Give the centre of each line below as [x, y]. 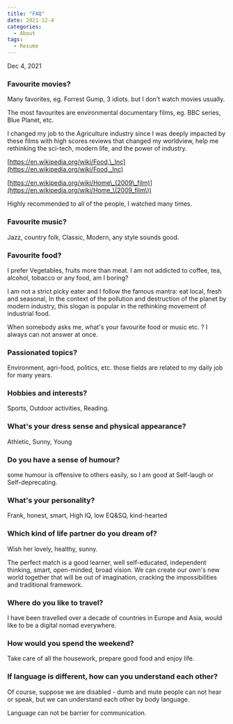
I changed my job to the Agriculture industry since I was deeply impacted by [116, 134]
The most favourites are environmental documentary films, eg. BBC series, [114, 113]
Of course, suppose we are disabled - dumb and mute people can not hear [114, 692]
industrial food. [29, 313]
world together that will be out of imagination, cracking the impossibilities [112, 577]
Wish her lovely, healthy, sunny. [53, 549]
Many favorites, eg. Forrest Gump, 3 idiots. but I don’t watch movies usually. [116, 99]
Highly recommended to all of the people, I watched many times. [100, 204]
